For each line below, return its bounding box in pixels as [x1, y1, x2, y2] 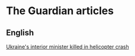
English [6, 28, 34, 38]
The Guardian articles [6, 4, 114, 18]
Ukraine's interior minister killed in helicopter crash [6, 43, 129, 50]
